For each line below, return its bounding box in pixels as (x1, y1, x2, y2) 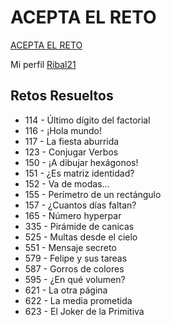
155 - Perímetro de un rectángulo (24, 188, 162, 200)
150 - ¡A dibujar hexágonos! (24, 156, 139, 168)
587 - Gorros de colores (24, 262, 125, 275)
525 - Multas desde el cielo (24, 231, 138, 243)
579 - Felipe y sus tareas (24, 252, 128, 264)
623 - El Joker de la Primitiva (24, 305, 145, 317)
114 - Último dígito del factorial (24, 114, 151, 126)
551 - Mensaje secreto (24, 241, 117, 253)
